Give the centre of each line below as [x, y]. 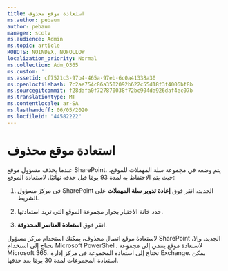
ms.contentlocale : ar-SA [43, 104]
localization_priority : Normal [52, 59]
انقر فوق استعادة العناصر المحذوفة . [62, 225]
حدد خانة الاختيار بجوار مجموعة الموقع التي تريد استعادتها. [90, 211]
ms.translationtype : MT [41, 97]
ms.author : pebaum [34, 20]
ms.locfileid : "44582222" [44, 116]
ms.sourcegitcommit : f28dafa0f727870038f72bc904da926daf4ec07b [100, 91]
